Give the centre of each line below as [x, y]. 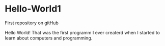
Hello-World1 [33, 9]
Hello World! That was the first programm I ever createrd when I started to [82, 32]
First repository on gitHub [32, 23]
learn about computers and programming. [49, 38]
